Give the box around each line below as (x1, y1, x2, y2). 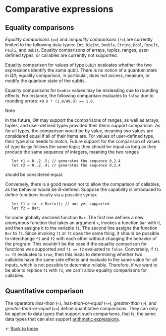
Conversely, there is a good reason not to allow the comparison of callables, (5, 181, 161, 187)
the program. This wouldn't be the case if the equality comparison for (5, 241, 147, 247)
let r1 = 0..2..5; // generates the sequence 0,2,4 (11, 159, 121, 164)
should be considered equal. (5, 171, 63, 177)
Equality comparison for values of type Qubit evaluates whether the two (5, 62, 152, 68)
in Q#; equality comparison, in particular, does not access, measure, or (5, 73, 150, 78)
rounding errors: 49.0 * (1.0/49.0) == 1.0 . (5, 98, 94, 104)
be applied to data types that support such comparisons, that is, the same (5, 311, 156, 317)
